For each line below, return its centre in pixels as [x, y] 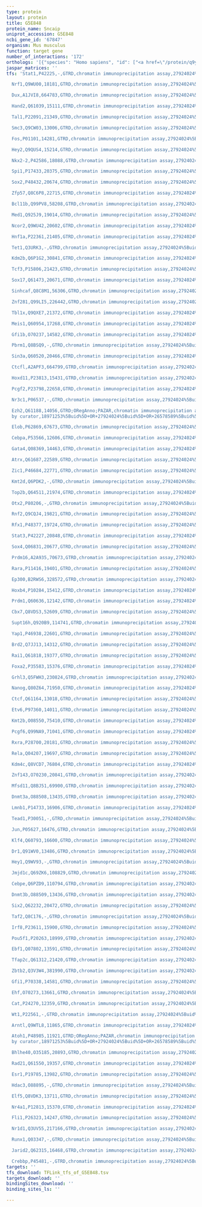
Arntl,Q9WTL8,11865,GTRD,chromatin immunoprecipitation [83, 1025]
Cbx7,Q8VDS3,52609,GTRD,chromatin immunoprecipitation [82, 612]
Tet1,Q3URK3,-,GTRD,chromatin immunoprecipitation [76, 248]
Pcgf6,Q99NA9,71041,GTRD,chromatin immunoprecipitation [83, 732]
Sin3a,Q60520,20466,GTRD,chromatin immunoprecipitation [83, 356]
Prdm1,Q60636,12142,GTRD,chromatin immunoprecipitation [83, 601]
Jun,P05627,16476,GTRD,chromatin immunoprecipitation [80, 829]
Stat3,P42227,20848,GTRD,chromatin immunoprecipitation [83, 536]
